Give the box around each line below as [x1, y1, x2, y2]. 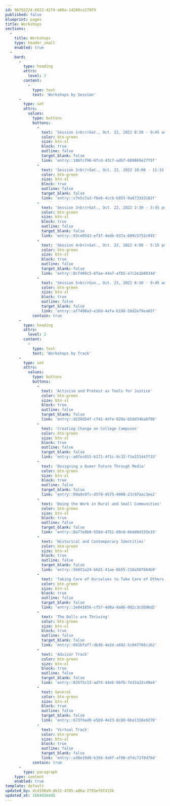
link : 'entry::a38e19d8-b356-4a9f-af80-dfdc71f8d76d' [41, 755, 157, 760]
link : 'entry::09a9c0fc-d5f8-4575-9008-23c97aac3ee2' [41, 492, 157, 497]
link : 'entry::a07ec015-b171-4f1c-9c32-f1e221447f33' [41, 454, 157, 459]
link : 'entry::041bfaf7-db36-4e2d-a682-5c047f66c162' [41, 643, 157, 648]
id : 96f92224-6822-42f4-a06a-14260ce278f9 [5, 7, 96, 13]
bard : [14, 54, 26, 60]
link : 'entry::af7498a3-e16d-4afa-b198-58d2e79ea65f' [41, 308, 157, 314]
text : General [41, 689, 71, 695]
